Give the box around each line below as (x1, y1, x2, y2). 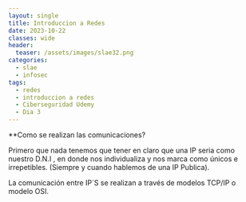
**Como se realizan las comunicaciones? (8, 130, 146, 140)
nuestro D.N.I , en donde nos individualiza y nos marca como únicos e (8, 154, 238, 164)
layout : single (8, 11, 59, 20)
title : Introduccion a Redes (8, 19, 105, 27)
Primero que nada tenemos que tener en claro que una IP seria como (8, 145, 236, 155)
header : (8, 42, 34, 50)
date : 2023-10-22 (8, 26, 66, 34)
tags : (8, 78, 26, 86)
